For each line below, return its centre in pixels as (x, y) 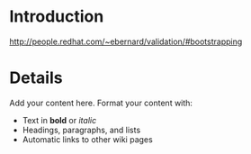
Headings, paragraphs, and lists (81, 130)
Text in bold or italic (59, 120)
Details (36, 78)
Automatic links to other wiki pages (87, 139)
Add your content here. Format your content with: (101, 103)
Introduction (57, 17)
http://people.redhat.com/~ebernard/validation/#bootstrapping (126, 41)
